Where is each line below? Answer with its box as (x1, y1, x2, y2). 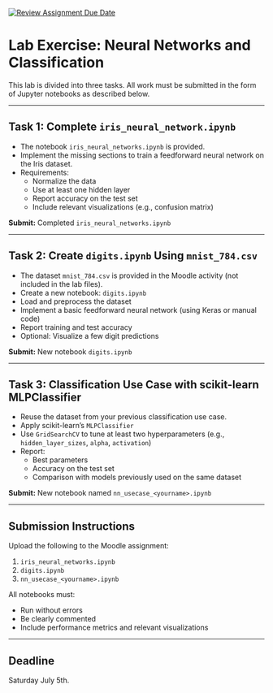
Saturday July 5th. (8, 675, 70, 685)
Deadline (8, 654, 55, 668)
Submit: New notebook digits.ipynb (8, 346, 132, 357)
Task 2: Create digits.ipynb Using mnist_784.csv (8, 249, 258, 263)
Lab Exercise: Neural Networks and (8, 37, 251, 54)
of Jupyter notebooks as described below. (8, 89, 150, 98)
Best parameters (32, 455, 89, 465)
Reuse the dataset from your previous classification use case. (19, 412, 227, 422)
